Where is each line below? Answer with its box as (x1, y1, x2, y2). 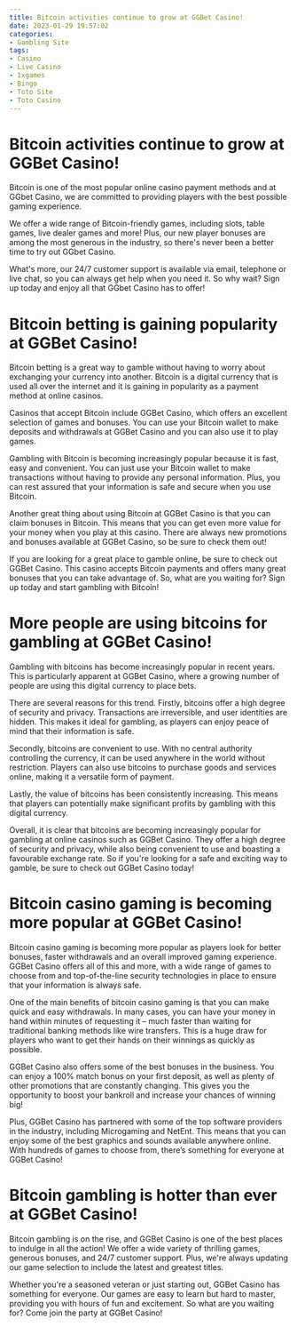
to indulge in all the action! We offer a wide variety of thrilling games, (9, 1243, 261, 1254)
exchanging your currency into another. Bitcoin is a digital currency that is (9, 372, 279, 382)
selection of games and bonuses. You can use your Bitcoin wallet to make (9, 417, 279, 428)
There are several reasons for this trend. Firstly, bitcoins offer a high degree (9, 698, 285, 708)
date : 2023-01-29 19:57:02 (9, 21, 109, 30)
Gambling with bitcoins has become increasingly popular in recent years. (9, 661, 276, 672)
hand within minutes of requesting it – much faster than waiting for (9, 1016, 252, 1027)
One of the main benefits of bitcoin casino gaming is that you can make (9, 997, 270, 1008)
